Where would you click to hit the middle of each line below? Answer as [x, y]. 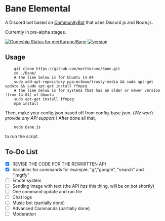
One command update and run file [47, 191]
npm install [26, 103]
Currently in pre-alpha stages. [36, 32]
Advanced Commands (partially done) [51, 208]
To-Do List [21, 152]
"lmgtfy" [21, 175]
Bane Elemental [38, 9]
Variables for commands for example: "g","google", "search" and [78, 169]
